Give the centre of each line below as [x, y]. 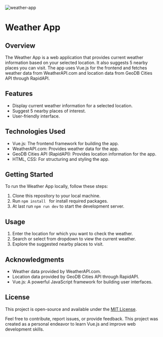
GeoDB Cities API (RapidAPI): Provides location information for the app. [84, 154]
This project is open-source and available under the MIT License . [71, 309]
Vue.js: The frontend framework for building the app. [66, 143]
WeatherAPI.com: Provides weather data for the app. [66, 149]
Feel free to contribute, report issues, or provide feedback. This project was [82, 319]
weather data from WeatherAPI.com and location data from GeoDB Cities [79, 73]
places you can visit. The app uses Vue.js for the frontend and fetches [76, 68]
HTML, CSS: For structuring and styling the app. [61, 159]
